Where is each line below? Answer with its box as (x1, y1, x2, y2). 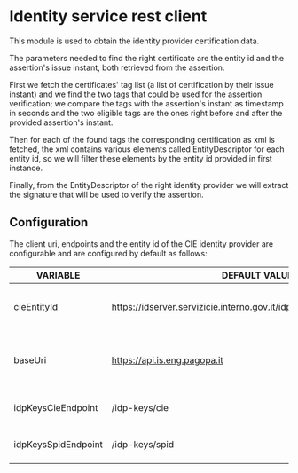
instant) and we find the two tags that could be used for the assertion (9, 89, 263, 99)
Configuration (9, 215, 89, 230)
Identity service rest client (9, 6, 208, 27)
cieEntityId (13, 300, 59, 312)
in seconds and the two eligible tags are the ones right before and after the (9, 107, 283, 118)
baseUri (13, 353, 47, 366)
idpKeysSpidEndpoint (13, 438, 104, 450)
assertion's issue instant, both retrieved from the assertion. (9, 62, 225, 73)
